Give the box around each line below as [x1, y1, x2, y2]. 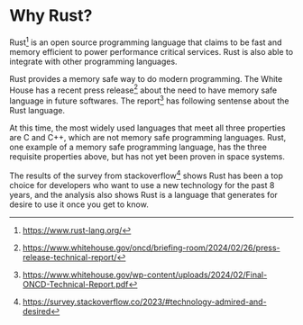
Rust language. [9, 104, 66, 115]
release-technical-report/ [22, 251, 117, 262]
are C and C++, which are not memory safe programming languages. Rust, [9, 131, 287, 142]
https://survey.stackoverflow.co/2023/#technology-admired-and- [22, 296, 268, 307]
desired [22, 305, 51, 316]
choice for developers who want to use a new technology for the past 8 [9, 179, 275, 190]
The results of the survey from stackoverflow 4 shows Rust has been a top [9, 168, 284, 181]
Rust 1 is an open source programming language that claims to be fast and [9, 35, 282, 48]
